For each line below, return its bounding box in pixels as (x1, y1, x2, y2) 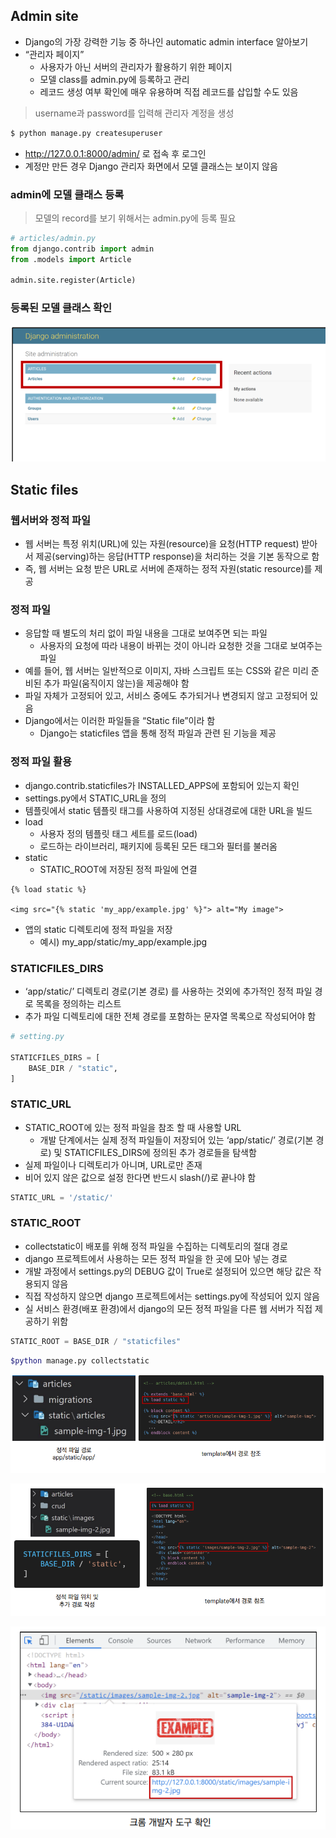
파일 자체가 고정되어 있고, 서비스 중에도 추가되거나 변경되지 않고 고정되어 (24, 690, 308, 702)
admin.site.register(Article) (10, 275, 137, 286)
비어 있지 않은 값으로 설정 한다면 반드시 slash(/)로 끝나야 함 (24, 1171, 257, 1183)
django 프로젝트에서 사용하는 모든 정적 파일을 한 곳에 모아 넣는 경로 (24, 1252, 288, 1264)
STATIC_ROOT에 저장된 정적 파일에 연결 (39, 863, 198, 875)
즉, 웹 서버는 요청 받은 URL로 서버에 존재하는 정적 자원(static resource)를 (24, 563, 313, 575)
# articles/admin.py (10, 233, 97, 243)
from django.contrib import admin (10, 244, 155, 254)
